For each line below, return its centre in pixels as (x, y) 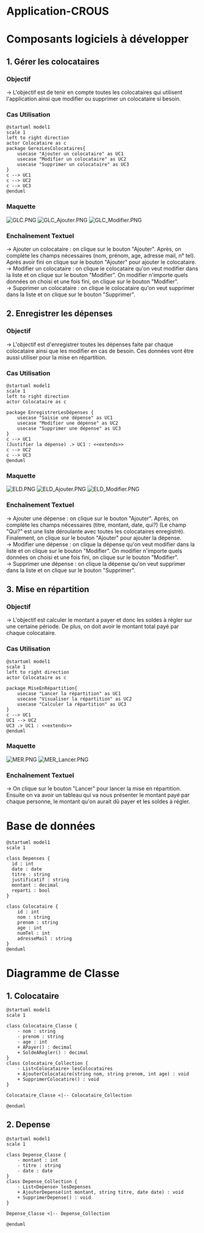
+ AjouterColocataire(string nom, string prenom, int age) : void (103, 1074)
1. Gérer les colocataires (53, 61)
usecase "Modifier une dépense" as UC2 (68, 423)
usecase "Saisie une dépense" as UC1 (65, 418)
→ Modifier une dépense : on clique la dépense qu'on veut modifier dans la (100, 544)
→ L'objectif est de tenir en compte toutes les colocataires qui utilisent (94, 92)
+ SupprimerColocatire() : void (58, 1079)
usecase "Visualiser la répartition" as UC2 (75, 699)
